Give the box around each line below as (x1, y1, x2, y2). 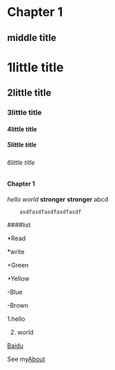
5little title (7, 141, 36, 149)
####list (7, 220, 31, 229)
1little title (7, 60, 64, 75)
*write (7, 247, 25, 256)
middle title (7, 32, 56, 44)
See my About (7, 355, 45, 363)
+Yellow (7, 274, 30, 283)
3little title (7, 108, 42, 118)
